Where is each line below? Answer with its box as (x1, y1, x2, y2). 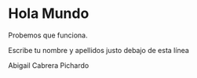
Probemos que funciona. (8, 30, 88, 40)
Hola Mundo (8, 5, 89, 23)
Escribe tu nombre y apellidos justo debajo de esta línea (8, 45, 190, 55)
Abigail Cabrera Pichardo (8, 60, 89, 70)
